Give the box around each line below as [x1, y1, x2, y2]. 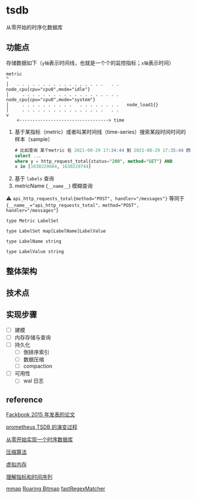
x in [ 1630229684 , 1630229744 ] [14, 164, 91, 170]
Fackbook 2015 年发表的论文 [6, 411, 75, 418]
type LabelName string [6, 238, 62, 244]
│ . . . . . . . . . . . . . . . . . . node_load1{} [6, 102, 159, 107]
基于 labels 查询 [14, 175, 55, 182]
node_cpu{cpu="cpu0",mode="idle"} [6, 86, 91, 92]
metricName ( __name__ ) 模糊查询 [14, 183, 93, 190]
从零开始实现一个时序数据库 [6, 436, 73, 443]
